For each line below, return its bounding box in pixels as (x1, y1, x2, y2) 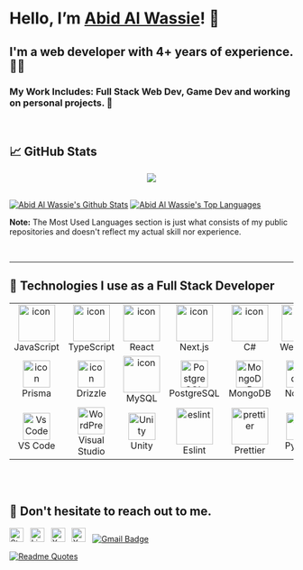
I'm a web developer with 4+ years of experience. (9, 44, 294, 60)
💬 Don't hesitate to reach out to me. (9, 503, 212, 519)
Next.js (179, 340, 210, 353)
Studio (78, 445, 106, 457)
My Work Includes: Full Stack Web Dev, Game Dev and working (9, 85, 291, 97)
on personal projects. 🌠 (9, 97, 114, 109)
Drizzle (76, 387, 106, 400)
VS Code (17, 439, 56, 452)
